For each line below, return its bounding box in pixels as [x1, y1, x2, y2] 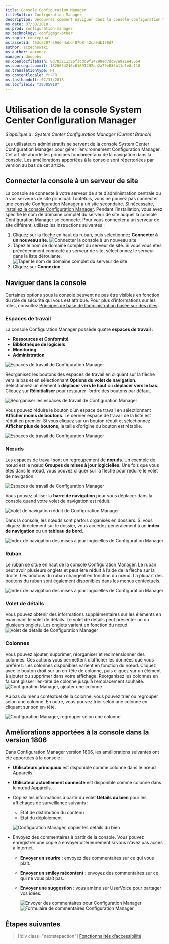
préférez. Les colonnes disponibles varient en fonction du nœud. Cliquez [5, 662, 156, 668]
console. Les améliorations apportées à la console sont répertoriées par [5, 157, 154, 163]
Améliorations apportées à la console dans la [5, 728, 149, 737]
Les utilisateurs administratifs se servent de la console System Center [5, 141, 150, 147]
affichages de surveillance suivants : [12, 800, 89, 806]
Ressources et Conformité [12, 336, 69, 342]
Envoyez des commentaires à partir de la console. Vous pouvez [12, 834, 144, 840]
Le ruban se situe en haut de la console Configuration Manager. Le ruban [5, 561, 157, 568]
